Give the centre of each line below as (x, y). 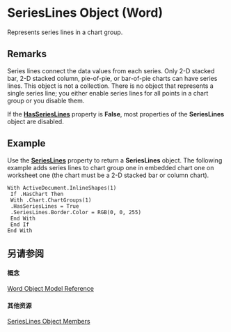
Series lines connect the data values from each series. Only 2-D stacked (111, 70)
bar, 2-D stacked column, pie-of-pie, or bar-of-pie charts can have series (112, 78)
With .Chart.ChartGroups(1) (51, 200)
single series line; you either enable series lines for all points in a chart (108, 93)
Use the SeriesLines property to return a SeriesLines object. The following (115, 160)
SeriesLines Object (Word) (85, 13)
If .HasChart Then (37, 194)
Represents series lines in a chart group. (65, 32)
